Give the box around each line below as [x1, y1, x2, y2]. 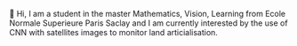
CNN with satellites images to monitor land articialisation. [9, 27, 218, 37]
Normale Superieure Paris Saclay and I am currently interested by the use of [9, 18, 288, 28]
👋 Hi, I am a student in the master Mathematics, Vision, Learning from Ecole [9, 9, 286, 19]
